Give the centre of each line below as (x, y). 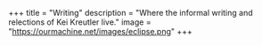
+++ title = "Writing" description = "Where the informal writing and (131, 13)
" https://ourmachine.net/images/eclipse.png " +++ (101, 31)
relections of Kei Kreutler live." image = (80, 22)
